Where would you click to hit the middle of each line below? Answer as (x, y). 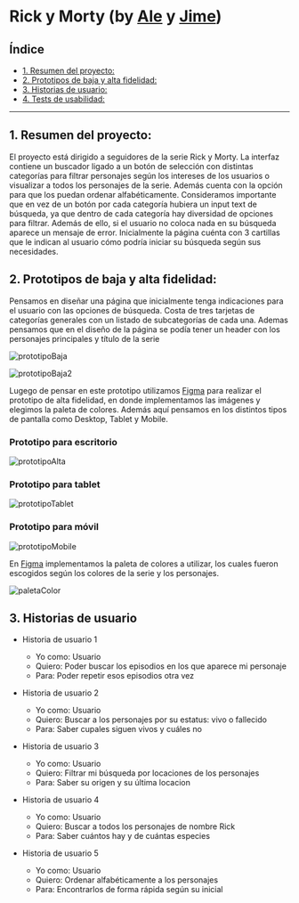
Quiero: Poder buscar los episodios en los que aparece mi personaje (161, 666)
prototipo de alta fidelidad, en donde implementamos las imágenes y (135, 400)
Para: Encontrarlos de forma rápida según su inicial (129, 890)
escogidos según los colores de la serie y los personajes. (114, 573)
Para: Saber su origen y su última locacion (113, 783)
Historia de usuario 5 (61, 853)
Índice (27, 49)
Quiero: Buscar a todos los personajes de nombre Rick (135, 826)
